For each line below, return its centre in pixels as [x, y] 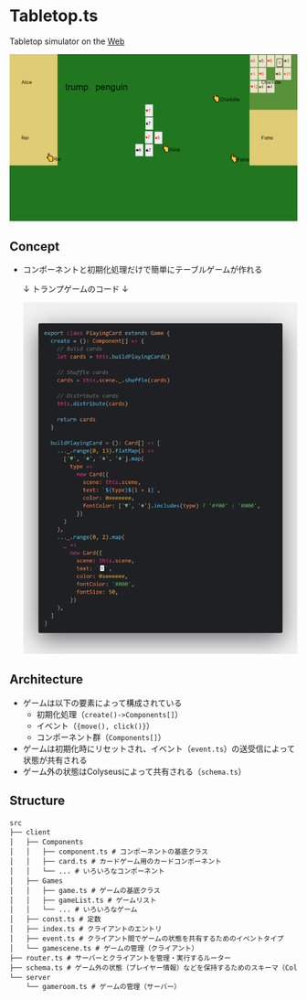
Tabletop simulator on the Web [67, 41]
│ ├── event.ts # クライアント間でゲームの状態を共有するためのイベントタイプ [147, 939]
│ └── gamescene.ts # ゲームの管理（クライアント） [104, 948]
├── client [30, 833]
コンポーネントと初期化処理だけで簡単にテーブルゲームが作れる [143, 270]
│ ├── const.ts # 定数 [55, 919]
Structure [37, 801]
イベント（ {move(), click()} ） [95, 726]
